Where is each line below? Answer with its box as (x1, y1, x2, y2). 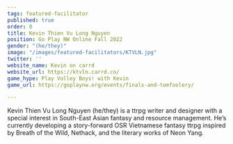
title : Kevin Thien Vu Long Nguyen (7, 29, 111, 37)
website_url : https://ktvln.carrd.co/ (7, 68, 120, 75)
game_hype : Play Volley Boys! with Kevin (7, 74, 129, 82)
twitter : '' (7, 56, 42, 63)
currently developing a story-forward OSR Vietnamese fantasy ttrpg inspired (7, 121, 226, 129)
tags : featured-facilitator (7, 10, 89, 17)
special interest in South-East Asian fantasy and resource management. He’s (7, 114, 227, 122)
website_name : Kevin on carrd (7, 62, 95, 69)
